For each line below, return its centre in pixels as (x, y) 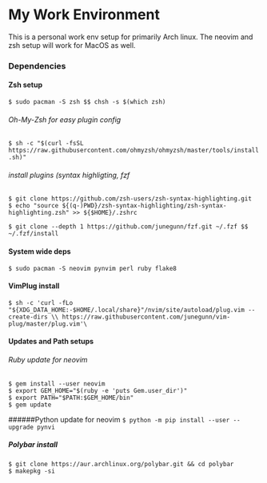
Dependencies (37, 65)
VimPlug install (34, 286)
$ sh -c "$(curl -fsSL (46, 144)
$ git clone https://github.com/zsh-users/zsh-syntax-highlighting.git (130, 199)
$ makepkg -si (32, 471)
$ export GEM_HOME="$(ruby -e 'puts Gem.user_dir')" (98, 390)
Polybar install (33, 445)
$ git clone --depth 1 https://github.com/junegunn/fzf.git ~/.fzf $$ (128, 227)
